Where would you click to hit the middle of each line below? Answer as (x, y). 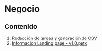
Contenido (21, 27)
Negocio (22, 9)
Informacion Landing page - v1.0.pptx (49, 43)
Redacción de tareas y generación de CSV (54, 38)
